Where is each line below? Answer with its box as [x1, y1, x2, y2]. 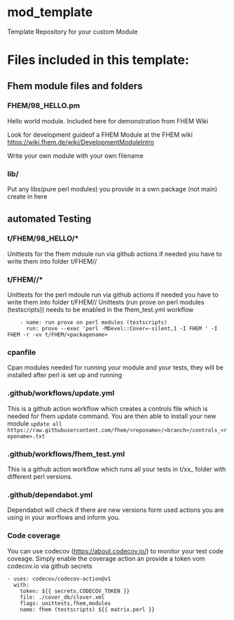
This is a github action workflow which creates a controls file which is [7, 404, 208, 412]
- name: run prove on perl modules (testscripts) [20, 319, 168, 326]
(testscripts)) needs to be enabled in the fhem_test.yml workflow [7, 306, 194, 314]
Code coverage [7, 531, 61, 541]
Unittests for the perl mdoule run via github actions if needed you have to [7, 290, 219, 299]
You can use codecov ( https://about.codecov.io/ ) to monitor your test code [7, 546, 224, 555]
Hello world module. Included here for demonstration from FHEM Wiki [7, 116, 209, 125]
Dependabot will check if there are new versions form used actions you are [7, 506, 224, 514]
